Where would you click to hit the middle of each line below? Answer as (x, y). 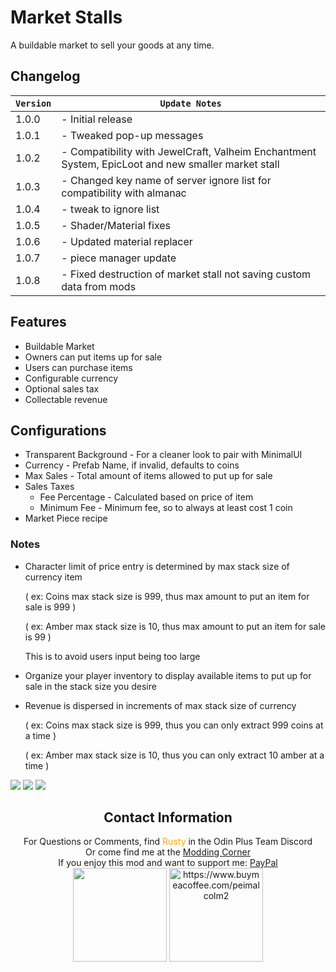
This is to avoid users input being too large (112, 656)
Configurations (58, 430)
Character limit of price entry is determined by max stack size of (157, 566)
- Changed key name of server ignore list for (166, 180)
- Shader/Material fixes (116, 225)
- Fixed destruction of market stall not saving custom (186, 274)
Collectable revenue (66, 399)
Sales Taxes (49, 487)
